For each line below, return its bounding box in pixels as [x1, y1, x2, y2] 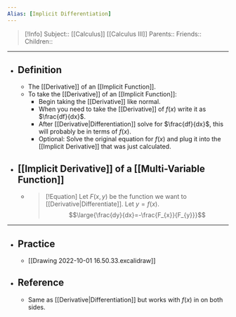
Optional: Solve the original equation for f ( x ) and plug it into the [38, 135, 221, 143]
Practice [17, 238, 55, 250]
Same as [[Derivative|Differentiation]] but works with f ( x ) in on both [27, 295, 223, 304]
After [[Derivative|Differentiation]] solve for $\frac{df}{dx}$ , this [38, 120, 223, 129]
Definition [17, 64, 62, 76]
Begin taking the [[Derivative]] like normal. [38, 98, 161, 106]
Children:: [24, 37, 53, 46]
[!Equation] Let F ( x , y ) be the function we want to [45, 193, 188, 201]
